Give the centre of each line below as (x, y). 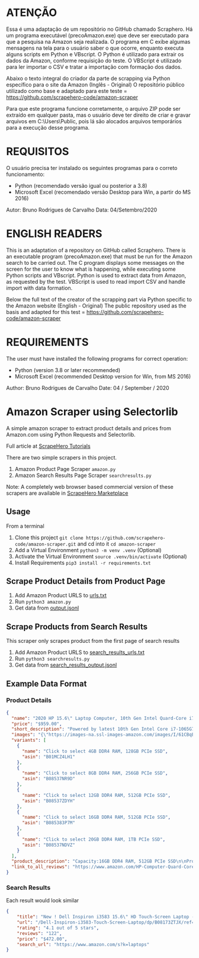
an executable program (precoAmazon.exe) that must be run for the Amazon (99, 256)
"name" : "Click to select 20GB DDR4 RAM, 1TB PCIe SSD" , (94, 839)
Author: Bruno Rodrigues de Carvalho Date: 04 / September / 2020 (88, 387)
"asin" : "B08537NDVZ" (49, 845)
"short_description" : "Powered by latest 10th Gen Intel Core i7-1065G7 (103, 729)
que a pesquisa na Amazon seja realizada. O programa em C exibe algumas (98, 41)
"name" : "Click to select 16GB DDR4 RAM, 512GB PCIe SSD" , (96, 818)
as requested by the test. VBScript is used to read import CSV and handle (96, 281)
